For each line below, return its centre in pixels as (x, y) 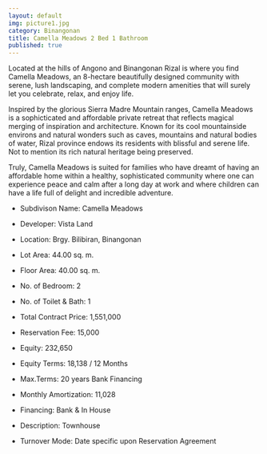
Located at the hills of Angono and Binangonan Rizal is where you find (124, 68)
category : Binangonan (44, 30)
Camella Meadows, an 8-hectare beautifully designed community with (124, 77)
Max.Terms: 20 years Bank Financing (81, 379)
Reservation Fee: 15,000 (60, 332)
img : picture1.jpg (39, 23)
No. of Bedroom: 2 (50, 286)
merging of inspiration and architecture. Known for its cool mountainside (128, 127)
